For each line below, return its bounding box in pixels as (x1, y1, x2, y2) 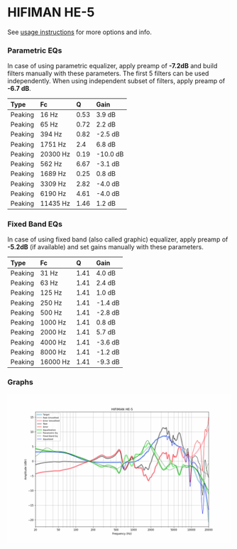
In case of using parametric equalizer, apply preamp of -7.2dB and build (7, 62, 218, 70)
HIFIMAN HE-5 (7, 4, 95, 21)
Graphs (7, 377, 33, 387)
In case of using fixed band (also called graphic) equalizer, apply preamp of (7, 235, 228, 244)
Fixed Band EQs (7, 219, 62, 229)
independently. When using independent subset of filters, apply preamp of (7, 77, 226, 85)
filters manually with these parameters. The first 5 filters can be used (7, 69, 209, 78)
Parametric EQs (7, 45, 62, 55)
